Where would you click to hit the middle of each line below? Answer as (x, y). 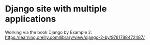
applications (30, 19)
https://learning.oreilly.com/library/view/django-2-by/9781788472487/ (75, 37)
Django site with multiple (56, 9)
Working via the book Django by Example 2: (49, 32)
